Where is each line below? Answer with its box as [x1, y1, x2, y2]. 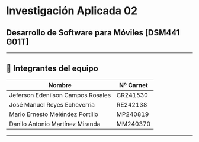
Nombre [48, 81, 72, 89]
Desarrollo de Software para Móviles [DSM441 [6, 28, 180, 38]
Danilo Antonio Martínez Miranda [9, 120, 101, 128]
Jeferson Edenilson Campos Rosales [9, 91, 111, 99]
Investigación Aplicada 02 [6, 4, 138, 18]
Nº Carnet [119, 81, 148, 89]
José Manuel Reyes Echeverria [9, 100, 95, 108]
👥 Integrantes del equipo [6, 64, 99, 74]
